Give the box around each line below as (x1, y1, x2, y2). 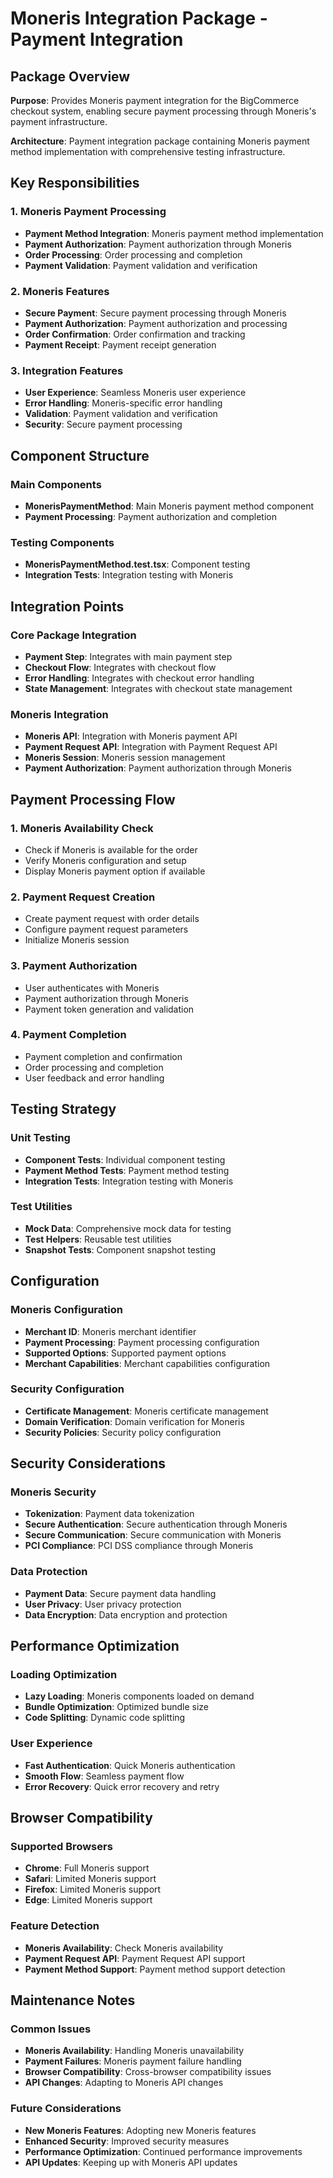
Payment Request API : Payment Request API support (24, 1952, 246, 1964)
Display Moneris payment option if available (24, 865, 206, 877)
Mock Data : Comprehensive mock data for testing (24, 1222, 232, 1234)
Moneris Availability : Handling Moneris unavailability (24, 2045, 245, 2057)
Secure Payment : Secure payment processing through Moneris (24, 307, 287, 319)
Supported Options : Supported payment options (24, 1347, 227, 1359)
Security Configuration (10, 1382, 125, 1396)
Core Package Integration (10, 628, 137, 642)
